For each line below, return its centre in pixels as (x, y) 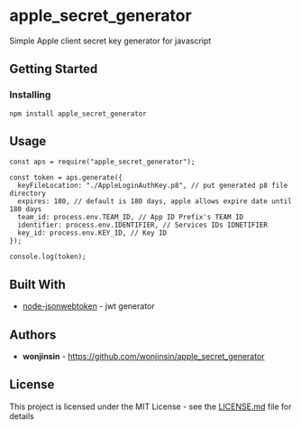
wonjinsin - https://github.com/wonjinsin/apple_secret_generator (143, 357)
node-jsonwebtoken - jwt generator (88, 306)
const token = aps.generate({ (66, 178)
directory (28, 194)
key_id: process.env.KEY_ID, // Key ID (92, 233)
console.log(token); (48, 257)
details (22, 415)
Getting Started (54, 69)
